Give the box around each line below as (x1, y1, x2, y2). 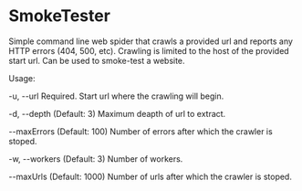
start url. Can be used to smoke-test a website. (8, 55, 185, 66)
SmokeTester (8, 5, 111, 27)
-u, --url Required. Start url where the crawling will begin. (8, 90, 224, 101)
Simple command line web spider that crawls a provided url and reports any (8, 36, 294, 47)
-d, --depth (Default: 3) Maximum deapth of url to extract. (8, 108, 226, 119)
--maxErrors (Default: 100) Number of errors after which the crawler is (8, 125, 273, 137)
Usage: (8, 72, 36, 83)
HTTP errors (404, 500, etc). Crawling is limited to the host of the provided (8, 45, 289, 56)
